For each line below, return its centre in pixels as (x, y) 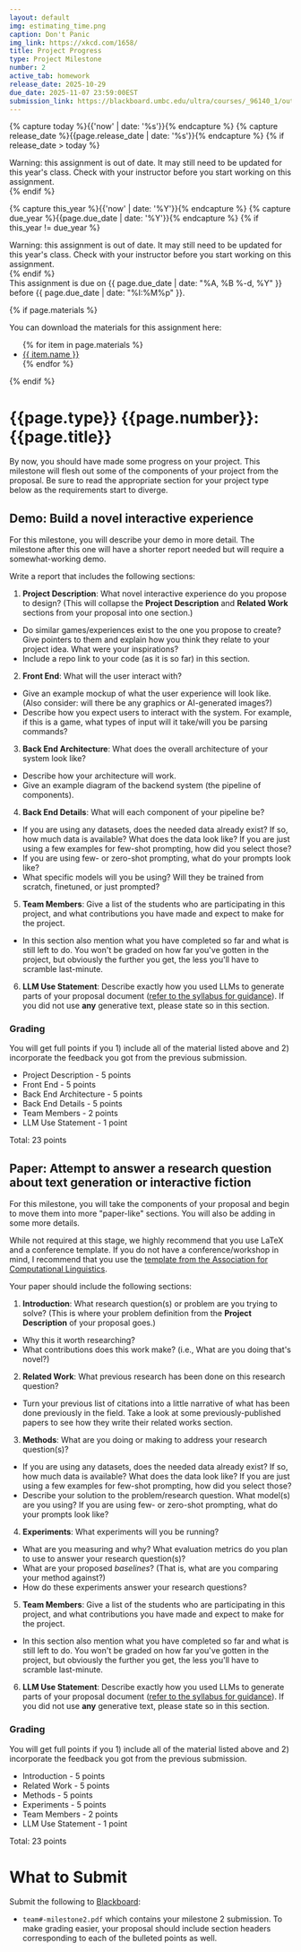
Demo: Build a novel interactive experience (131, 518)
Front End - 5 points (59, 1085)
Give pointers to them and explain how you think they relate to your (146, 640)
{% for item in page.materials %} (82, 345)
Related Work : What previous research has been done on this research (154, 1376)
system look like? (54, 759)
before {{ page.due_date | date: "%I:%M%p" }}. (97, 293)
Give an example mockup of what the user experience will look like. (146, 694)
